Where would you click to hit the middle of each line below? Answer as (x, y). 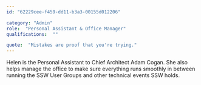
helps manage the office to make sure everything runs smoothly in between (101, 69)
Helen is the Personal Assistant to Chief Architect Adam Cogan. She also (97, 63)
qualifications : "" (32, 34)
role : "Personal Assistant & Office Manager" (66, 29)
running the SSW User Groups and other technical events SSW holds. (93, 75)
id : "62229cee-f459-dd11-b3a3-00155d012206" (63, 12)
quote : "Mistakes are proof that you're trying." (72, 45)
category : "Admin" (29, 23)
